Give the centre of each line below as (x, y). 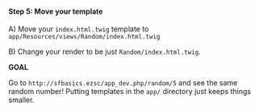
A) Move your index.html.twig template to (79, 29)
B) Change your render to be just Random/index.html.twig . (104, 51)
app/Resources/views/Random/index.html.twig (84, 37)
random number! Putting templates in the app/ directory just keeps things (130, 92)
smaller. (21, 100)
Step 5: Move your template (56, 11)
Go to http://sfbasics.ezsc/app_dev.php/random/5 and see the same (123, 83)
